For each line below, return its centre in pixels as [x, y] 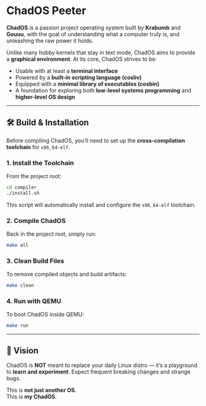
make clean [20, 285]
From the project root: [34, 176]
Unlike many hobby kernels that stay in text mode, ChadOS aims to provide [101, 52]
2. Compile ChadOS [36, 220]
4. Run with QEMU [34, 301]
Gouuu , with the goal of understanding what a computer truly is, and [93, 34]
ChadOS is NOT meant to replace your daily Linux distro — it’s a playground [102, 366]
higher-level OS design [45, 97]
